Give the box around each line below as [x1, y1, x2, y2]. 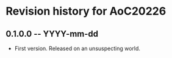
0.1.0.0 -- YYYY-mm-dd [5, 29, 99, 39]
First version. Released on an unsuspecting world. [14, 45, 141, 52]
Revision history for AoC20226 [5, 4, 167, 18]
